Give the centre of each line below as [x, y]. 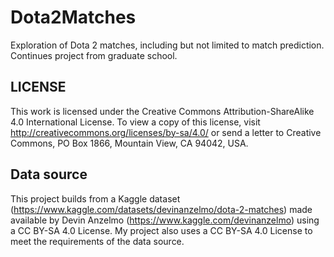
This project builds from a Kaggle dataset [95, 198]
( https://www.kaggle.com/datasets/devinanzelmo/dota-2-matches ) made [161, 209]
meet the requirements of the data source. [97, 241]
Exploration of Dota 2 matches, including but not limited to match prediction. [167, 45]
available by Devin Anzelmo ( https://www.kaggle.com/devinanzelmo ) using [165, 220]
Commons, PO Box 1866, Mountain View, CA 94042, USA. [129, 143]
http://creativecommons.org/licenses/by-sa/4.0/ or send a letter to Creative [166, 132]
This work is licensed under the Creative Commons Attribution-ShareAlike [162, 111]
